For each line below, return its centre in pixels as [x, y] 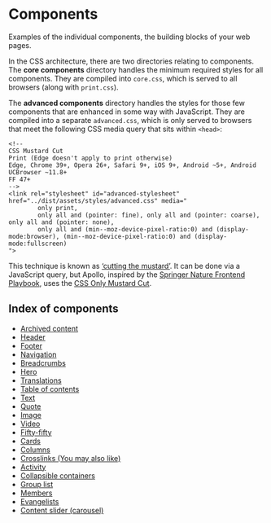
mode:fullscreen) [38, 244]
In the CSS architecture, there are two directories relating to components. [131, 61]
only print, [58, 208]
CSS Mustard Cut [36, 151]
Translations [41, 380]
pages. [20, 45]
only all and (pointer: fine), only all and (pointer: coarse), [149, 215]
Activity [33, 467]
